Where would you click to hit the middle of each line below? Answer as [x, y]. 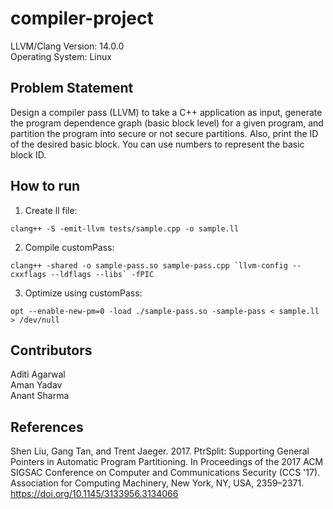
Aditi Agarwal [38, 374]
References [47, 427]
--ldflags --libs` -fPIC [102, 274]
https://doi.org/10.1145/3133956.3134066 [94, 494]
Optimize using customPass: [83, 293]
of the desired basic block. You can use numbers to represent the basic [157, 144]
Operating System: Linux [61, 56]
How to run [45, 186]
